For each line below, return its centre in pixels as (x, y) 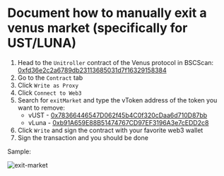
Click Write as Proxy (48, 85)
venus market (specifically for (98, 28)
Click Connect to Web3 (49, 93)
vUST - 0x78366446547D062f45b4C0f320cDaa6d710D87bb (118, 115)
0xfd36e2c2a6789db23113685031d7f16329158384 (92, 70)
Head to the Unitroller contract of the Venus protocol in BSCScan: (116, 62)
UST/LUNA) (42, 43)
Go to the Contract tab (50, 77)
